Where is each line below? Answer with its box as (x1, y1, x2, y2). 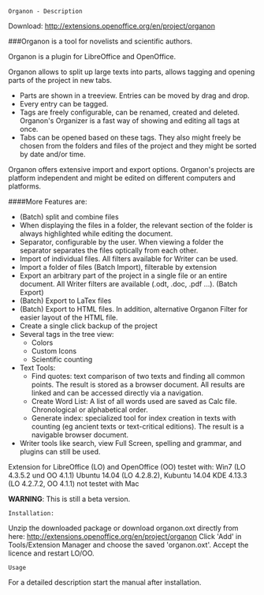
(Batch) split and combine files (19, 212, 120, 221)
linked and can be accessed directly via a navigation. (31, 388, 203, 398)
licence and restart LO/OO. (8, 548, 95, 558)
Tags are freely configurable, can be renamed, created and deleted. (19, 107, 240, 117)
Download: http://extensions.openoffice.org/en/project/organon (8, 21, 215, 31)
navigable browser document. (31, 430, 128, 440)
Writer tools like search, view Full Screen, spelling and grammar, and (19, 439, 242, 447)
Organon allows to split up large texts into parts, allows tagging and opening (8, 67, 255, 77)
